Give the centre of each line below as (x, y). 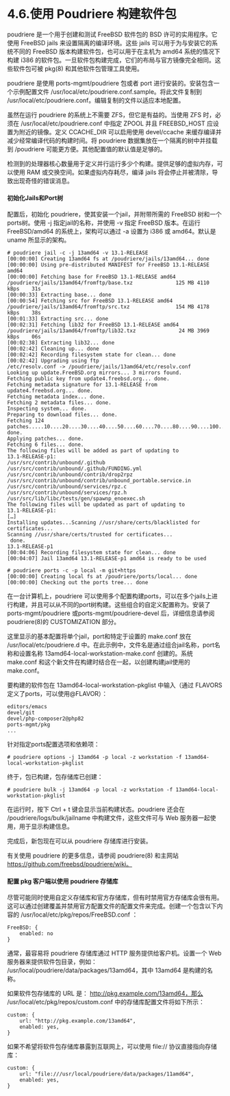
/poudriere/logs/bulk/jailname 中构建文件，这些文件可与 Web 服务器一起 (109, 818)
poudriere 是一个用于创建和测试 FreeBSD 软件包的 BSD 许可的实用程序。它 (112, 34)
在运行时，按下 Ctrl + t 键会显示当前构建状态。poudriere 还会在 (96, 810)
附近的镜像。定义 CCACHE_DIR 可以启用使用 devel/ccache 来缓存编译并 (120, 132)
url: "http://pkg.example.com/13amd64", (78, 1021)
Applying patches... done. (46, 439)
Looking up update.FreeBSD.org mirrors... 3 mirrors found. (95, 373)
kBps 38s (24, 313)
